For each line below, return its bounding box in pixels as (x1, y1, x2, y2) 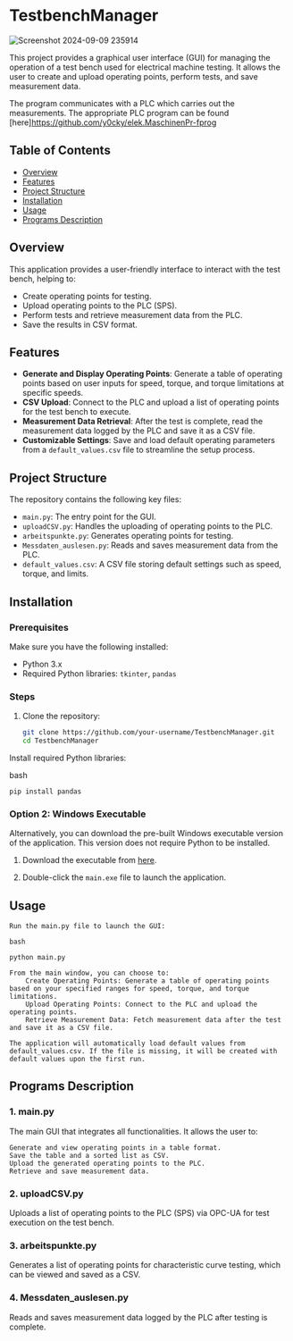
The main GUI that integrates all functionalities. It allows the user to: (9, 1126, 258, 1136)
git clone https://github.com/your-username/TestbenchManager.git (21, 728, 275, 737)
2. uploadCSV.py (9, 1187, 84, 1200)
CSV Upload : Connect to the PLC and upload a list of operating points (21, 397, 280, 407)
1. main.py (9, 1105, 55, 1118)
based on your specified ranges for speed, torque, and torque (9, 985, 250, 993)
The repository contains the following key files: (9, 494, 181, 505)
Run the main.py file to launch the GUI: (9, 922, 166, 931)
